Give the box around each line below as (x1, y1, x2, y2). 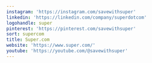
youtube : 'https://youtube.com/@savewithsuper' (6, 48, 128, 54)
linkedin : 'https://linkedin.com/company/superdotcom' (6, 14, 147, 20)
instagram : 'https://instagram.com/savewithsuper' (6, 8, 136, 15)
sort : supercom (6, 31, 45, 37)
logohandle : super (6, 20, 52, 26)
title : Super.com (6, 37, 50, 43)
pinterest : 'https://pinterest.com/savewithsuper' (6, 25, 136, 32)
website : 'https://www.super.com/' (6, 43, 96, 49)
